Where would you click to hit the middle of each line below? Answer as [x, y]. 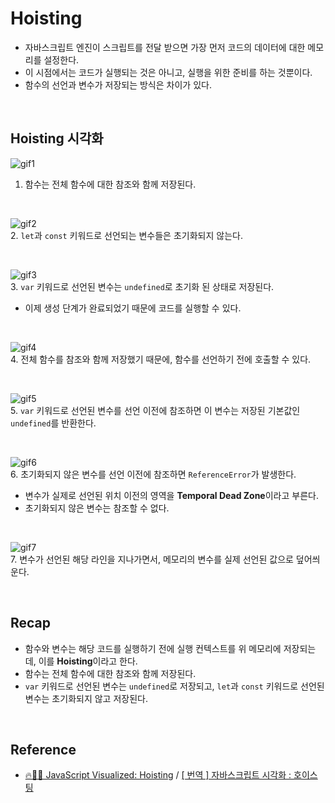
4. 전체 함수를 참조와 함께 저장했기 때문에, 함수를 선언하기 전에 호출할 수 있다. [161, 359]
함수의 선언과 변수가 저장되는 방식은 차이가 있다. [118, 84]
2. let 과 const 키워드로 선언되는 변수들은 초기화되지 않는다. [126, 235]
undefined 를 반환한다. [53, 423]
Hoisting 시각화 [57, 138]
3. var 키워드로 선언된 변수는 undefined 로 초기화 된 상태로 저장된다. [142, 286]
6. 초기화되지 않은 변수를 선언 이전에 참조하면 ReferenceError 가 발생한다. [153, 474]
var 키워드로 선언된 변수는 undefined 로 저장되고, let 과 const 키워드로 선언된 [174, 686]
